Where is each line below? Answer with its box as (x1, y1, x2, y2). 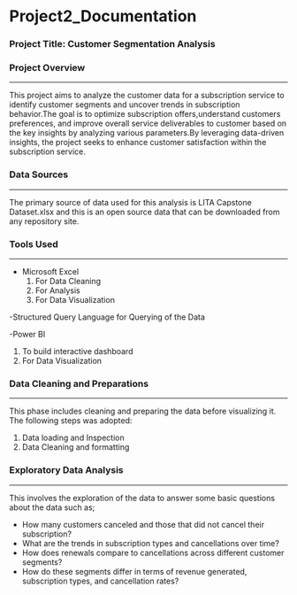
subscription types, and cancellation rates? (21, 576, 179, 586)
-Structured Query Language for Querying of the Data (9, 312, 206, 322)
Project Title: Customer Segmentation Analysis (9, 38, 216, 50)
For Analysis (34, 285, 81, 296)
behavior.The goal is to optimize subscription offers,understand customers (9, 109, 281, 120)
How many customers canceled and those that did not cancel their (21, 519, 265, 529)
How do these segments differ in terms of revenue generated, (21, 566, 247, 576)
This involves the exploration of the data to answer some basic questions (9, 492, 276, 503)
